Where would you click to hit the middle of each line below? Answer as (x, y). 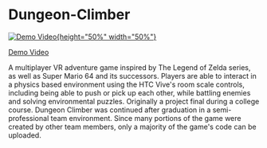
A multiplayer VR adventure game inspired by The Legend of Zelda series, (130, 67)
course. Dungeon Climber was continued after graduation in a (110, 110)
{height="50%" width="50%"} (107, 37)
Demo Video (29, 52)
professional (29, 118)
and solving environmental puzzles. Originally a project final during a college (134, 101)
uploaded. (25, 135)
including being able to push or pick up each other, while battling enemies (130, 92)
